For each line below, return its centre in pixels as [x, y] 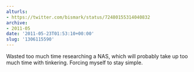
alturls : [17, 12]
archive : [17, 23]
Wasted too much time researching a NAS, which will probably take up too [97, 56]
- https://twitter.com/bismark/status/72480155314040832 [78, 17]
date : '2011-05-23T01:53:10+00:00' [50, 34]
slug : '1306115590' [30, 39]
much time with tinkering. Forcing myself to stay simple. [74, 62]
